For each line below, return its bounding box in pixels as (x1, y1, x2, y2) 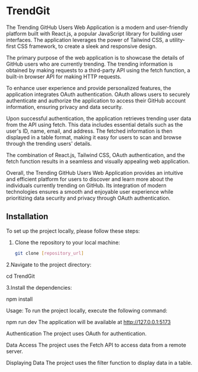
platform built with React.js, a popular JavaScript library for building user (6, 30, 183, 37)
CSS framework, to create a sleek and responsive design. (17, 43, 157, 50)
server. (6, 348, 24, 355)
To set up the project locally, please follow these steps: (6, 227, 140, 235)
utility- (169, 36, 185, 43)
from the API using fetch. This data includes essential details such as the (6, 121, 183, 128)
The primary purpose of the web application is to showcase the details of (6, 54, 184, 61)
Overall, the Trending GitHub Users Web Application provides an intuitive (6, 169, 183, 176)
